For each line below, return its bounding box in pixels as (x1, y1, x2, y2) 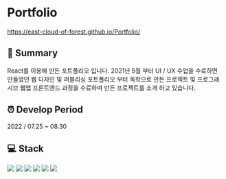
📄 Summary (7, 47, 58, 59)
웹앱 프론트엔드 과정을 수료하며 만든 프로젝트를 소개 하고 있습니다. (19, 84, 196, 92)
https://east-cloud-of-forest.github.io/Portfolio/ (7, 27, 141, 36)
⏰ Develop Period (7, 104, 84, 116)
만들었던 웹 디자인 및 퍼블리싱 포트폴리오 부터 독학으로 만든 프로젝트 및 (7, 75, 196, 83)
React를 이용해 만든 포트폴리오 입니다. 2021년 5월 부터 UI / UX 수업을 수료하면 (7, 67, 218, 75)
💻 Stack (7, 143, 44, 154)
